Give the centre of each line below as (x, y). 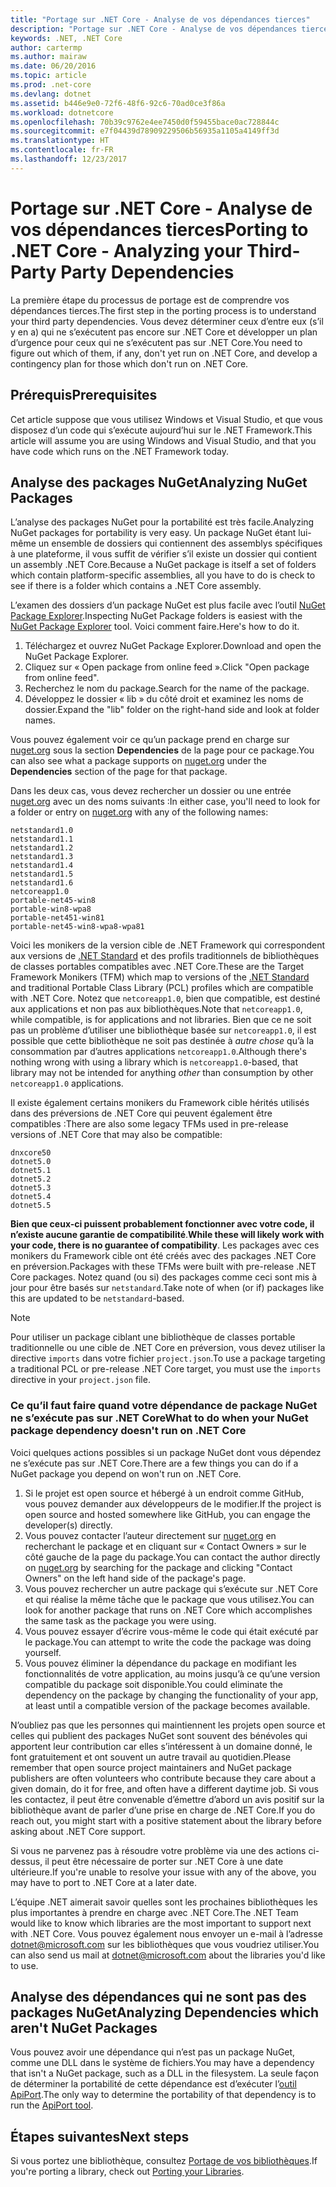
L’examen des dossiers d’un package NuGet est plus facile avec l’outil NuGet (168, 605)
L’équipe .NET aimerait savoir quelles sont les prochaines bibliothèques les (164, 1902)
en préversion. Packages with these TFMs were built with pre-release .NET (163, 1267)
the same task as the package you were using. (120, 1620)
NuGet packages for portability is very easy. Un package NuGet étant (153, 533)
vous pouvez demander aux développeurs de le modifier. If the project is (173, 1503)
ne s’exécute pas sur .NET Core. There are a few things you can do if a (154, 1463)
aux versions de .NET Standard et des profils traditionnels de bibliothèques (165, 956)
